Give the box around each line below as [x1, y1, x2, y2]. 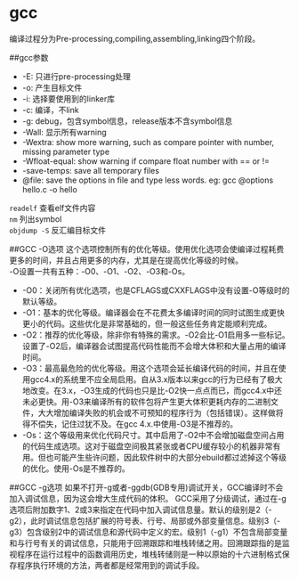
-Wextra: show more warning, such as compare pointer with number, [21, 136, 274, 147]
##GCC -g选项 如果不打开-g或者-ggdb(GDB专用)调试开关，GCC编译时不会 [9, 482, 284, 493]
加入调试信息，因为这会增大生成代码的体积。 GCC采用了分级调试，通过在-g [9, 493, 287, 503]
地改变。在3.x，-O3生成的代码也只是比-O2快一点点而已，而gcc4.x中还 [21, 385, 283, 396]
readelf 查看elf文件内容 [9, 202, 96, 213]
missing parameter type [21, 146, 109, 157]
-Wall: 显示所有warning [21, 126, 107, 137]
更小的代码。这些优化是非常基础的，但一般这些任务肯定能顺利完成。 [21, 318, 272, 329]
